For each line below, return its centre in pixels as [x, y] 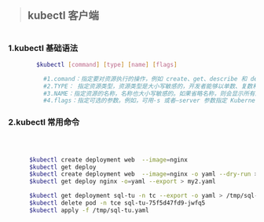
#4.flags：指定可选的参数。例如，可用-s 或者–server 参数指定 [135, 101]
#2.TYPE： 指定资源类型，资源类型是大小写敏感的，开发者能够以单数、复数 [148, 86]
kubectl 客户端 [63, 16]
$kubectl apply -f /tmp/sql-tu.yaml [89, 210]
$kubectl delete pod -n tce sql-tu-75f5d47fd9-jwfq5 [117, 203]
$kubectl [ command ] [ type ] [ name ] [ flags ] [107, 64]
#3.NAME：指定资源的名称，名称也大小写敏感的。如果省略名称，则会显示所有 [149, 93]
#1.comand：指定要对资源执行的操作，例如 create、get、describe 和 [145, 78]
